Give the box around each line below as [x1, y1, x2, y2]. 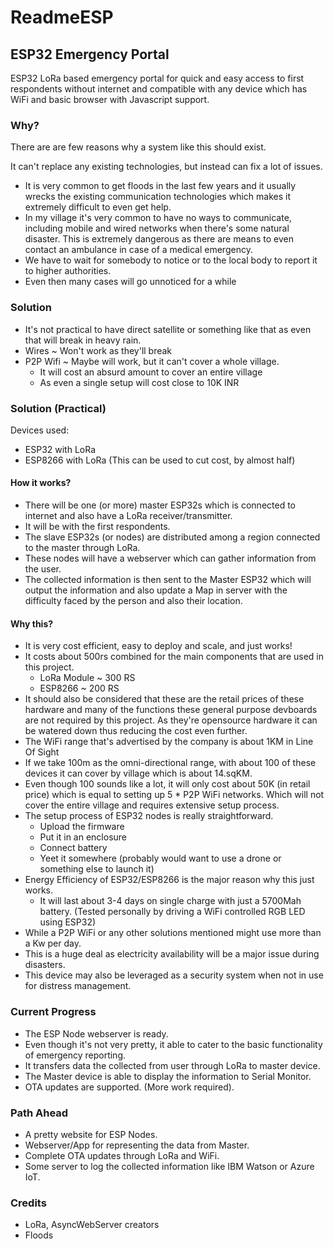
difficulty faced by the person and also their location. [24, 595, 243, 607]
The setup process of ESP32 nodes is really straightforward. [24, 810, 274, 822]
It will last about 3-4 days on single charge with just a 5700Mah [39, 895, 302, 907]
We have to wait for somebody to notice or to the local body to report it [24, 254, 318, 266]
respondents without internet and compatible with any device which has [10, 83, 308, 95]
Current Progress [10, 1005, 97, 1019]
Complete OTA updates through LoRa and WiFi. [24, 1149, 220, 1161]
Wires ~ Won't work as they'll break [24, 344, 173, 356]
